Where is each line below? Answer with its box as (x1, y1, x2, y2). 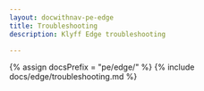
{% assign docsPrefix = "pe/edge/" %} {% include (9, 62, 195, 72)
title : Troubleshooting (9, 21, 98, 30)
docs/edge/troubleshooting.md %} (9, 71, 138, 82)
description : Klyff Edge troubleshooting (9, 29, 166, 38)
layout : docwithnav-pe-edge (9, 12, 115, 22)
